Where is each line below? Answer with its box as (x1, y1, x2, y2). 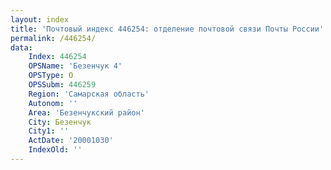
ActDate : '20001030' (28, 136, 114, 146)
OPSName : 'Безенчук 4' (28, 61, 123, 71)
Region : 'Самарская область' (28, 89, 150, 99)
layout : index (10, 14, 70, 25)
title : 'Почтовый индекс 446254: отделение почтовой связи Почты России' (10, 24, 325, 34)
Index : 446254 (28, 52, 87, 62)
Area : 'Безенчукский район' (28, 107, 145, 118)
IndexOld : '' (28, 145, 83, 155)
